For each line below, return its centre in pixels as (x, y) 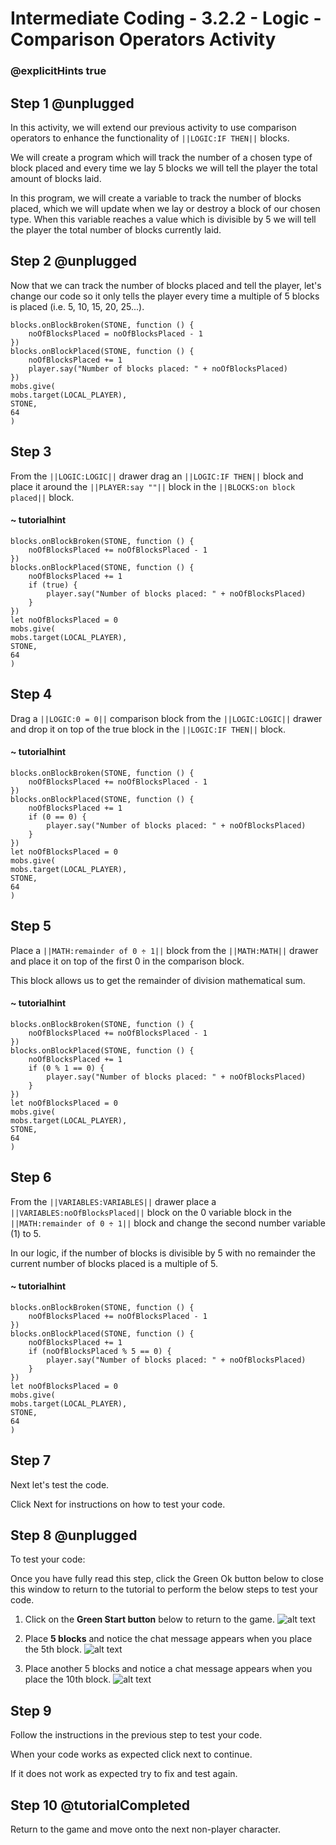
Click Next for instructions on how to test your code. (118, 1504)
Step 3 (31, 452)
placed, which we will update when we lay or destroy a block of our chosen (165, 208)
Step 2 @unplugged (73, 261)
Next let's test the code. (60, 1484)
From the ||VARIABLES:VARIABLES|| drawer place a (113, 1201)
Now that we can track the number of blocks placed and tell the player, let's (166, 285)
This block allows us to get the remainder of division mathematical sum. (158, 980)
